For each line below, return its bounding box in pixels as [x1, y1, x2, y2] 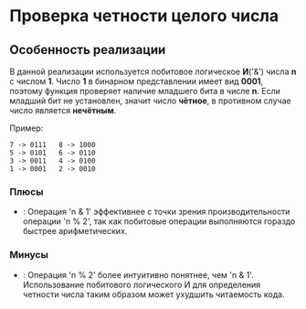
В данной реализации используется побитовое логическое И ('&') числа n [9, 66, 297, 77]
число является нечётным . [9, 105, 117, 115]
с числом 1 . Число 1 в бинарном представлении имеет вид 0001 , [9, 76, 263, 87]
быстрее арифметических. [22, 226, 128, 237]
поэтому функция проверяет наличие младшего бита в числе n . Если [9, 86, 281, 96]
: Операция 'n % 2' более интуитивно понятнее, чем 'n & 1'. [22, 269, 254, 280]
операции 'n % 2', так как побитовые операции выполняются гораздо [22, 216, 296, 227]
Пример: [9, 123, 44, 133]
